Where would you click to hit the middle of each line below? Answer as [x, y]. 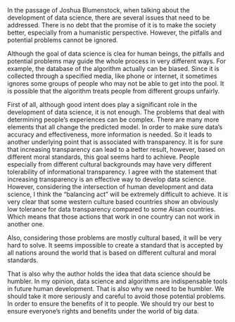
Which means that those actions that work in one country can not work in [114, 217]
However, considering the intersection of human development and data [110, 187]
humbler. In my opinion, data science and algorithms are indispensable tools [118, 281]
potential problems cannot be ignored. [63, 40]
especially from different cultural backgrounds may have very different [110, 164]
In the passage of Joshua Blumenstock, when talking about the [99, 10]
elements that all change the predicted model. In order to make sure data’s [115, 127]
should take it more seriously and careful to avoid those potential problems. [117, 296]
